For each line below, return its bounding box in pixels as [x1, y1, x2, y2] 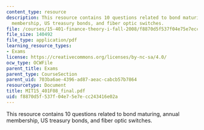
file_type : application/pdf [6, 37, 78, 43]
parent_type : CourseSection [6, 71, 78, 77]
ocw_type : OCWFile [6, 60, 53, 66]
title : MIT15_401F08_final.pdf [6, 88, 86, 94]
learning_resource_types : [6, 43, 72, 49]
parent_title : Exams [6, 65, 59, 72]
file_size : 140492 [6, 32, 53, 38]
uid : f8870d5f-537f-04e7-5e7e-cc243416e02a [6, 94, 118, 100]
